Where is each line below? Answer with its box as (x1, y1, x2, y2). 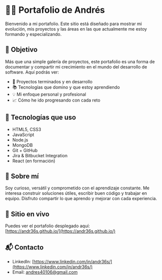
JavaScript (12, 132, 34, 138)
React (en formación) (12, 158, 56, 164)
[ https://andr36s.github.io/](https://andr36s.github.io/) (5, 228, 116, 234)
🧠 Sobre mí (5, 172, 39, 180)
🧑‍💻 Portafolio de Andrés (5, 4, 105, 16)
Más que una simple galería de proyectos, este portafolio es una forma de (5, 59, 155, 65)
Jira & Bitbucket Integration (12, 152, 68, 158)
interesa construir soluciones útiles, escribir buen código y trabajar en (5, 190, 147, 196)
